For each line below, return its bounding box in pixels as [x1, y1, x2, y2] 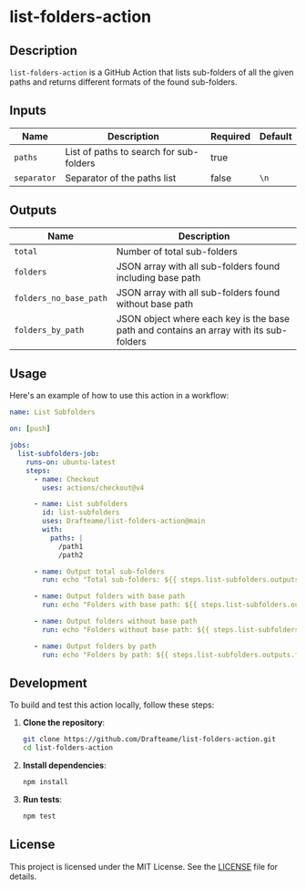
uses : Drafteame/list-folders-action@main [42, 517, 206, 526]
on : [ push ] [9, 424, 51, 434]
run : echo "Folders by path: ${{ [42, 650, 169, 659]
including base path [116, 271, 201, 284]
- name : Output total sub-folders [33, 567, 166, 576]
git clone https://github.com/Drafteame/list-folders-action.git [22, 735, 276, 744]
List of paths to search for [65, 145, 176, 158]
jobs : [9, 440, 30, 450]
